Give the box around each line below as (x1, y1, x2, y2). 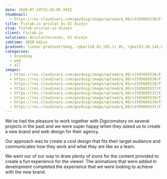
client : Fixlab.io (5, 30, 43, 35)
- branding (9, 53, 32, 59)
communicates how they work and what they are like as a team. (5, 144, 136, 149)
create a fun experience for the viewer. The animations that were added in (5, 159, 157, 164)
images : (5, 68, 21, 73)
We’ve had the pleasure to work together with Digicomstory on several (5, 118, 150, 124)
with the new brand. (5, 169, 46, 175)
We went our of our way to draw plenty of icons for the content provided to (5, 153, 159, 159)
